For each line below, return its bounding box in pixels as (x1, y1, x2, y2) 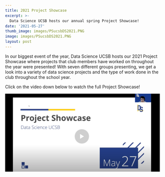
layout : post (5, 39, 32, 44)
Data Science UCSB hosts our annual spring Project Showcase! (9, 18, 139, 23)
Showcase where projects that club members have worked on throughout (5, 58, 154, 64)
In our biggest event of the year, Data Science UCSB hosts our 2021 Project (5, 53, 158, 59)
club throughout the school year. (5, 74, 71, 80)
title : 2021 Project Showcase (5, 8, 67, 13)
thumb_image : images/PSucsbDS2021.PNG (5, 29, 84, 34)
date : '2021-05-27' (5, 24, 45, 29)
